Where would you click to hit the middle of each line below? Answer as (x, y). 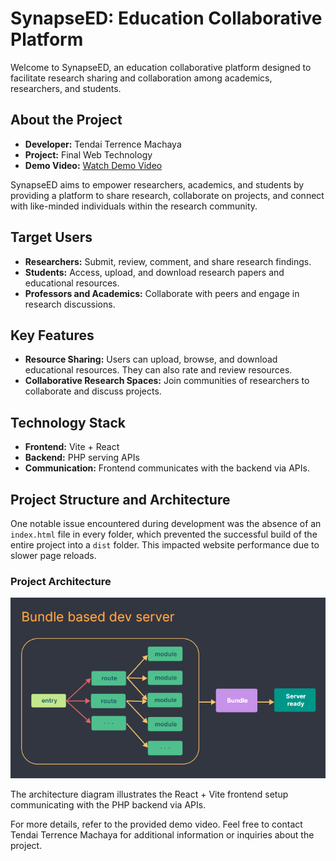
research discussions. (70, 304)
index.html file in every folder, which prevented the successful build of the (164, 534)
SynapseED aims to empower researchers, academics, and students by (157, 184)
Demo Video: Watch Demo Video (93, 165)
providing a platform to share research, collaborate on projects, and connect (167, 195)
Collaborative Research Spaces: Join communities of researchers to (167, 381)
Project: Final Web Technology (88, 154)
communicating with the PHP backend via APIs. (108, 804)
